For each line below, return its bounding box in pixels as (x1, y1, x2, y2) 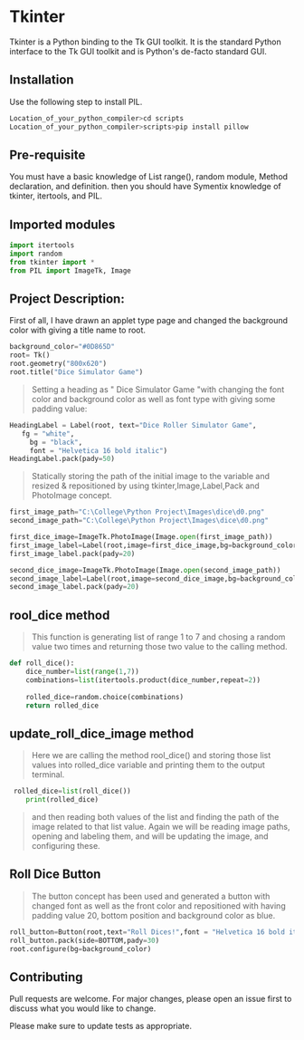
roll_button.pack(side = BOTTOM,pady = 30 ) (9, 936, 160, 945)
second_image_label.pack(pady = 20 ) (9, 583, 140, 592)
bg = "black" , (29, 438, 83, 447)
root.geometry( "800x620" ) (9, 360, 107, 369)
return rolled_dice (25, 700, 100, 710)
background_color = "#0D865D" (9, 342, 116, 351)
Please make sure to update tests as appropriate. (9, 1021, 193, 1032)
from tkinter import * (9, 257, 95, 266)
